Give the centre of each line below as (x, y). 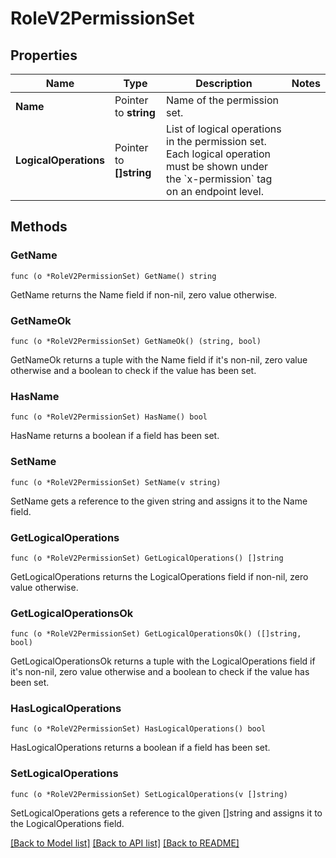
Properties (44, 55)
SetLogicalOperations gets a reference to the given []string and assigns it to (166, 813)
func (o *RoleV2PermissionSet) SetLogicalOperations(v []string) (149, 794)
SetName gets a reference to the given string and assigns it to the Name (159, 501)
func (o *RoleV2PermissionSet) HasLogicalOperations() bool (138, 729)
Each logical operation (219, 154)
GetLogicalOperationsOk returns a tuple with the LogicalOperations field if (163, 661)
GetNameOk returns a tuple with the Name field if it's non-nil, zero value (159, 359)
